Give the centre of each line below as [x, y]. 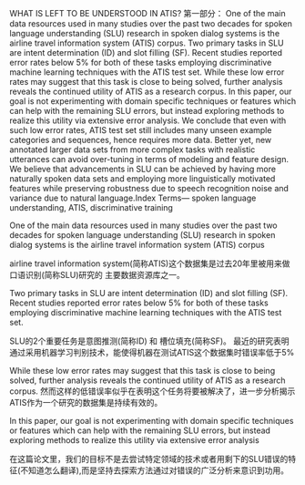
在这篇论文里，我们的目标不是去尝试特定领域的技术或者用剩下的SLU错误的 [149, 459]
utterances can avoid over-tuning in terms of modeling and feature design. [149, 159]
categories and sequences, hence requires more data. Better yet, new [141, 140]
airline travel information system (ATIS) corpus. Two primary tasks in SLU [147, 43]
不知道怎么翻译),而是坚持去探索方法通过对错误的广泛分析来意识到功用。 [155, 470]
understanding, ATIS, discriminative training [91, 207]
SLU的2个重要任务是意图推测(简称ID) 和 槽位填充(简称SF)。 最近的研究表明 [149, 341]
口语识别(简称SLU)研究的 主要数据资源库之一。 [97, 275]
